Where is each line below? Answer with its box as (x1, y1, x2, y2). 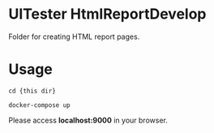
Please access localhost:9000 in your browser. (8, 115, 168, 125)
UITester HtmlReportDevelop (8, 5, 207, 24)
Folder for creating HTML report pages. (8, 32, 140, 41)
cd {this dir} (8, 87, 57, 95)
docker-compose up (8, 101, 71, 109)
